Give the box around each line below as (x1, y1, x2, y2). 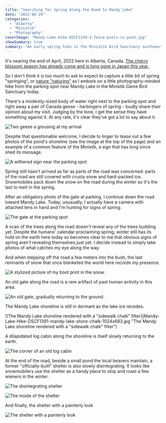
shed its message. (5, 149, 42, 155)
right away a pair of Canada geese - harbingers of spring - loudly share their (5, 103, 161, 109)
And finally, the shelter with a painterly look (5, 402, 93, 408)
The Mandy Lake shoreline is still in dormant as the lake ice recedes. (5, 303, 144, 309)
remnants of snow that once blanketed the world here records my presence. (5, 259, 160, 266)
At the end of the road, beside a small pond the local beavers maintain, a (5, 357, 153, 363)
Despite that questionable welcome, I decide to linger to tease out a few (5, 133, 152, 139)
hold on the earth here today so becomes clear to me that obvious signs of (5, 234, 157, 240)
